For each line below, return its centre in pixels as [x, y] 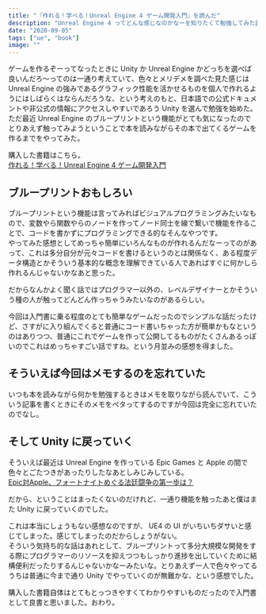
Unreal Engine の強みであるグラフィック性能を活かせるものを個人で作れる [129, 89]
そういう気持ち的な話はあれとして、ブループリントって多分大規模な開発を [129, 546]
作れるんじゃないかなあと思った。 [64, 272]
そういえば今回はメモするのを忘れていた [107, 374]
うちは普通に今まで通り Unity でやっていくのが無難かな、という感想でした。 [133, 575]
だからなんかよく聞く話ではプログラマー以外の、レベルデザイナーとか [123, 289]
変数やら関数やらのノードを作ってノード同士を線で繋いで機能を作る [140, 222]
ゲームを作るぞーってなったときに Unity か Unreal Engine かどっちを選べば [130, 69]
